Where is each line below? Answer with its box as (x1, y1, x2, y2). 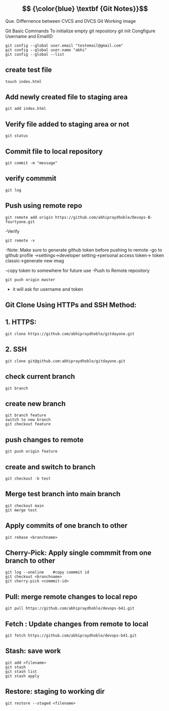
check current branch (5, 372, 75, 381)
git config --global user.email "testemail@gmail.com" (5, 43, 123, 48)
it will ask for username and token (12, 286, 83, 292)
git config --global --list (5, 52, 65, 57)
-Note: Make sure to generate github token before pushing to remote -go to (5, 247, 162, 253)
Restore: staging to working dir (5, 687, 105, 696)
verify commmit (5, 174, 57, 183)
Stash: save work (5, 647, 61, 655)
